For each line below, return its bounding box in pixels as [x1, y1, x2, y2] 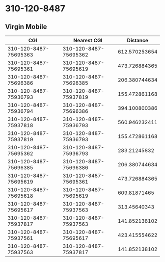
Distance [127, 37, 149, 44]
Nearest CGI [73, 37, 103, 44]
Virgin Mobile [5, 23, 47, 31]
